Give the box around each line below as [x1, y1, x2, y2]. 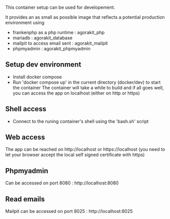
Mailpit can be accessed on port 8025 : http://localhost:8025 [5, 208, 133, 214]
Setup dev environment [5, 60, 81, 69]
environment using [5, 20, 45, 25]
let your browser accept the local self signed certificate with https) [5, 152, 145, 158]
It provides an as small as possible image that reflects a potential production [5, 14, 165, 20]
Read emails [5, 195, 45, 203]
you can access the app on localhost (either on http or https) [12, 90, 140, 96]
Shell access [5, 105, 47, 113]
